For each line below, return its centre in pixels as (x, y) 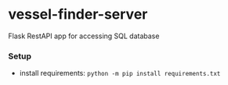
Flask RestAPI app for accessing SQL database (84, 36)
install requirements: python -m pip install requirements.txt (120, 73)
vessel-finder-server (78, 14)
